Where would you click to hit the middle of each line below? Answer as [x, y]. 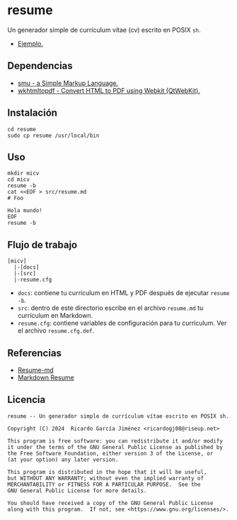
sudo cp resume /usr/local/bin [53, 135]
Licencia [27, 400]
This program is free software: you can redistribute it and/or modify [115, 441]
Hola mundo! [25, 211]
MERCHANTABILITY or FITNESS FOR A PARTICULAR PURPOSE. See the [104, 485]
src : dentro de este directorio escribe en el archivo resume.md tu [110, 308]
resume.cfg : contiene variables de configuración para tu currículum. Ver [122, 323]
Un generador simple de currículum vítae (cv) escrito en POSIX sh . [104, 30]
